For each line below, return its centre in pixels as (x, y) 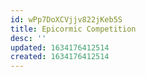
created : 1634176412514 (60, 57)
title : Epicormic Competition (73, 29)
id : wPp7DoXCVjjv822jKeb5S (66, 19)
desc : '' (28, 38)
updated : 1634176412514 (60, 47)
